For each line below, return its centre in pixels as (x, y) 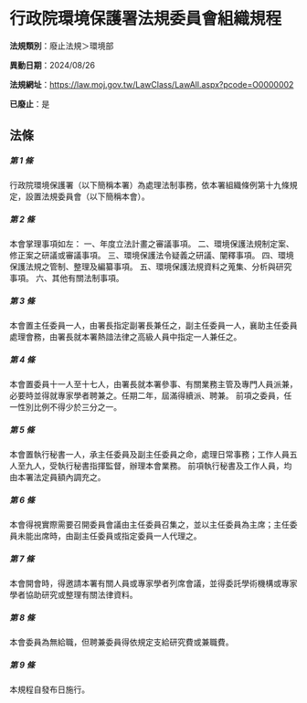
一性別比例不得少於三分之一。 (65, 407)
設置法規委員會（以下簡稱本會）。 (87, 196)
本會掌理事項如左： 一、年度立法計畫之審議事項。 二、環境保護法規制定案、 (152, 244)
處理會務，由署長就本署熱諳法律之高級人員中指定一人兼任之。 (126, 337)
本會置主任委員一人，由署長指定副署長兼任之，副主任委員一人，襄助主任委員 (153, 326)
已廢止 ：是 (30, 104)
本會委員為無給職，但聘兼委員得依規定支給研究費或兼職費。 (122, 642)
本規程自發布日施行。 (49, 689)
